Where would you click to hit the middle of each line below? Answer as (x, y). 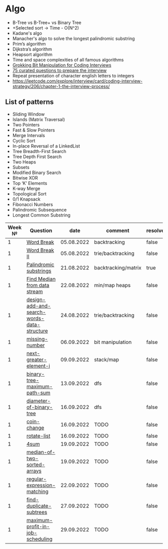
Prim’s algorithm (29, 43)
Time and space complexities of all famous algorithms (68, 59)
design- (36, 299)
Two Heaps (24, 162)
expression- (41, 485)
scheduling (39, 539)
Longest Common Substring (41, 215)
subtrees (37, 512)
